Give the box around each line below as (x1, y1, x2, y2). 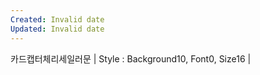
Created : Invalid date (10, 14, 105, 25)
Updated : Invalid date (10, 24, 105, 34)
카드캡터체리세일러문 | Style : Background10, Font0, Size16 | (10, 52, 252, 65)
